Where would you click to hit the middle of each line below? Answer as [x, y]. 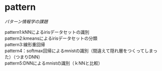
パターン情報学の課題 [26, 21]
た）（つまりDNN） [24, 57]
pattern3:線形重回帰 [25, 44]
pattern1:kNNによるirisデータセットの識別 [47, 32]
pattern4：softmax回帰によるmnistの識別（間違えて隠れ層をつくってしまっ [81, 51]
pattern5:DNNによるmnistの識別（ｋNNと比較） [54, 63]
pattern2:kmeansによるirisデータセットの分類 [51, 38]
